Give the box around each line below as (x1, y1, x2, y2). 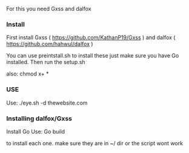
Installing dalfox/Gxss (6, 114, 73, 123)
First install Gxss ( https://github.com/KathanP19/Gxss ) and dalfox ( (6, 34, 176, 41)
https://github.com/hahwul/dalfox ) (6, 41, 93, 48)
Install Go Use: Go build (6, 128, 65, 135)
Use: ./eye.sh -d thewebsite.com (6, 99, 88, 106)
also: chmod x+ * (6, 70, 49, 77)
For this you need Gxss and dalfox (6, 5, 91, 12)
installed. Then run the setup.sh (6, 59, 86, 66)
